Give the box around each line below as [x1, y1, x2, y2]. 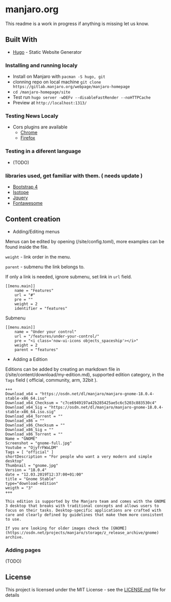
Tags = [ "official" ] [5, 449, 54, 455]
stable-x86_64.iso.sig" [5, 409, 56, 414]
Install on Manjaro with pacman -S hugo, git [12, 73, 106, 80]
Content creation [5, 215, 60, 224]
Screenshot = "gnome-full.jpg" [5, 440, 72, 446]
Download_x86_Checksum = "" [5, 422, 66, 428]
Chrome [20, 130, 37, 136]
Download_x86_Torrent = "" [5, 432, 63, 437]
